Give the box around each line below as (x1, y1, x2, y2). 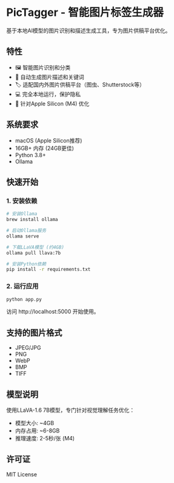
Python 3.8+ (15, 151, 47, 158)
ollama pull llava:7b (6, 250, 61, 256)
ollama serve (6, 233, 39, 239)
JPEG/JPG (15, 344, 41, 351)
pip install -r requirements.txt (6, 266, 91, 273)
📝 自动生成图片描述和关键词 (15, 73, 84, 80)
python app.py (6, 296, 42, 302)
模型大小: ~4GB (15, 420, 55, 427)
